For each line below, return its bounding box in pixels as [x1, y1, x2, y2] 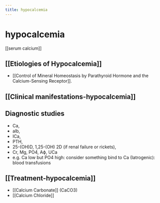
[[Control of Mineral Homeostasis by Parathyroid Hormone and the [12, 73, 149, 79]
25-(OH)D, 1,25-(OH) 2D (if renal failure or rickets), [12, 144, 116, 150]
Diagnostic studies [5, 109, 65, 118]
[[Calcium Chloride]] [12, 193, 55, 199]
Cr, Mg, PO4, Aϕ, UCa [12, 149, 58, 155]
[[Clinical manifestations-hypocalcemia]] [5, 93, 136, 101]
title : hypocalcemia [5, 7, 48, 12]
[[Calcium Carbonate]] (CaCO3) [12, 187, 78, 193]
